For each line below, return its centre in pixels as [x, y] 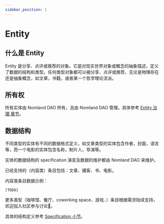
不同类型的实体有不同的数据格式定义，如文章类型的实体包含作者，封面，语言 [82, 144]
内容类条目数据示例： [26, 181]
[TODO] [12, 190]
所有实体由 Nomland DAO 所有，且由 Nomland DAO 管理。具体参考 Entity [79, 108]
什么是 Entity [25, 53]
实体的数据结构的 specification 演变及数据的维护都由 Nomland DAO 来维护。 [82, 160]
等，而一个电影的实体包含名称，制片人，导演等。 [54, 149]
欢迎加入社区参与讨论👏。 [30, 206]
